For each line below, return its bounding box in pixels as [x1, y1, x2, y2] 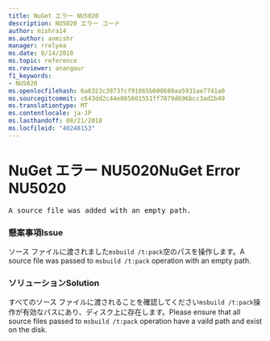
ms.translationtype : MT [8, 102, 89, 110]
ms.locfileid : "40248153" [8, 124, 95, 132]
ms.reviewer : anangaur [8, 64, 85, 73]
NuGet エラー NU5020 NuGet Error [8, 161, 240, 180]
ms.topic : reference [8, 57, 78, 65]
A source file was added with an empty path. [8, 206, 192, 214]
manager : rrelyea [8, 42, 67, 50]
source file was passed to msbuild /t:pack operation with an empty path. [8, 256, 251, 265]
